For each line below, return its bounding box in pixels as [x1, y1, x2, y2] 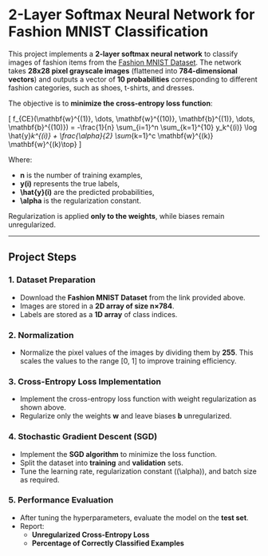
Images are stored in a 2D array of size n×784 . [19, 301, 175, 311]
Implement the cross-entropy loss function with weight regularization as [19, 394, 257, 404]
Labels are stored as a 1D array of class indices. [19, 309, 178, 319]
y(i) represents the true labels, [19, 178, 120, 189]
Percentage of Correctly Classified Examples [31, 538, 185, 548]
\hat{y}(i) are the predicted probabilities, [19, 187, 155, 197]
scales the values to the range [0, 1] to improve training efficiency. [19, 355, 237, 365]
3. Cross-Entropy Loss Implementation [8, 375, 162, 387]
